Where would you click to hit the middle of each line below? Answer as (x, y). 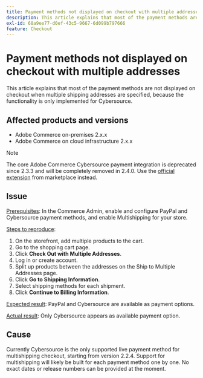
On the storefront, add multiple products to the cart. (79, 241)
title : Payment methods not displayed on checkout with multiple (90, 12)
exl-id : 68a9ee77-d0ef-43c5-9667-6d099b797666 (66, 23)
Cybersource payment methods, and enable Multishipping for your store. (97, 217)
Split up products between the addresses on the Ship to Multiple (95, 266)
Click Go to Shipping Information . (57, 279)
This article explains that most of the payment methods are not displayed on (101, 88)
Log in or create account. (46, 260)
